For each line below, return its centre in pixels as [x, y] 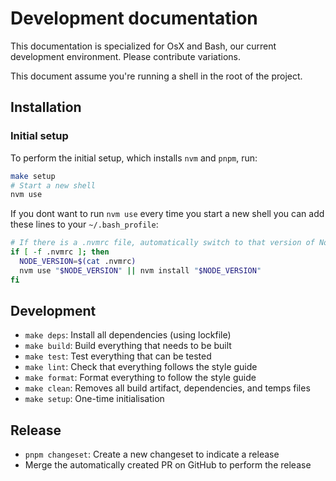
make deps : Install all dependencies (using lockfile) [128, 335]
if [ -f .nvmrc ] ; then [60, 252]
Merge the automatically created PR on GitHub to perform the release [168, 465]
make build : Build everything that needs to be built [128, 346]
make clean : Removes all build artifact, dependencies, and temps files [167, 388]
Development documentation [134, 18]
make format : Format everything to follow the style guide [140, 378]
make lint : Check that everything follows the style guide [141, 367]
